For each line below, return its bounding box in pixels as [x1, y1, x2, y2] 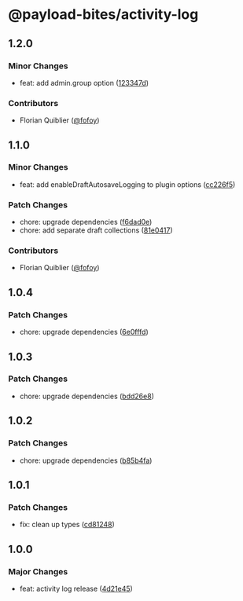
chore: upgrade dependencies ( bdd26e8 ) [19, 391, 155, 401]
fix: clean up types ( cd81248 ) [19, 520, 116, 530]
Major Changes [8, 566, 68, 577]
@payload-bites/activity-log [8, 5, 199, 24]
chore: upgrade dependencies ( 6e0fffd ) [19, 328, 149, 337]
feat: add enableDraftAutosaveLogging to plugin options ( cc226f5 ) [19, 179, 236, 189]
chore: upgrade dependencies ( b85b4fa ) [19, 456, 153, 465]
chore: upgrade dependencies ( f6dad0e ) [19, 218, 153, 227]
